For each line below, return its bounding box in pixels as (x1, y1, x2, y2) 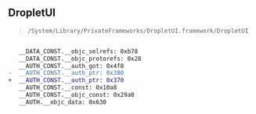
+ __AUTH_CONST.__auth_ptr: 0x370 (8, 77, 124, 84)
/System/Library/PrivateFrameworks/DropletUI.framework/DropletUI (27, 27, 249, 34)
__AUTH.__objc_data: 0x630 (18, 98, 107, 106)
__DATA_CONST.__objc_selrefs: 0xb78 (18, 47, 139, 55)
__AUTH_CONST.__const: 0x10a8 (18, 84, 117, 92)
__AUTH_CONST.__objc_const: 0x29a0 (18, 91, 135, 99)
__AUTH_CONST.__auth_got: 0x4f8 (18, 62, 124, 69)
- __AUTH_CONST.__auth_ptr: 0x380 (8, 69, 124, 77)
